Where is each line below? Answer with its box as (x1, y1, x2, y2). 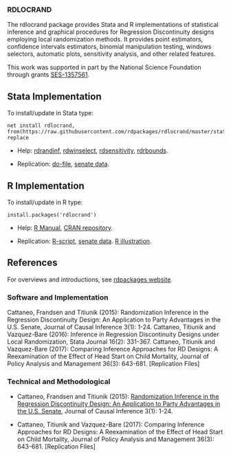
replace (7, 135, 30, 142)
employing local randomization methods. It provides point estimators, (7, 35, 203, 43)
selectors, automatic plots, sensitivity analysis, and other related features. (7, 50, 216, 58)
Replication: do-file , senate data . (16, 160, 110, 168)
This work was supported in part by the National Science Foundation (7, 64, 201, 72)
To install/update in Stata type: (7, 109, 94, 117)
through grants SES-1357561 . (7, 70, 90, 79)
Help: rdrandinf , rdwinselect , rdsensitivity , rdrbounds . (16, 146, 168, 155)
